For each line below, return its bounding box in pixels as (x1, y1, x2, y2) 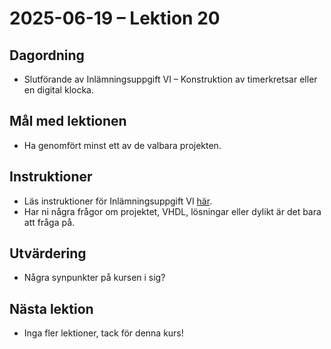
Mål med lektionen (9, 113, 127, 130)
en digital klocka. (23, 84, 94, 96)
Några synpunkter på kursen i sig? (23, 272, 166, 284)
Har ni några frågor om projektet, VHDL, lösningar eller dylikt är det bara (23, 205, 322, 217)
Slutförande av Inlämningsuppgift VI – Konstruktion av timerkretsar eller (23, 73, 318, 85)
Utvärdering (9, 245, 87, 262)
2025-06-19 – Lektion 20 (9, 7, 221, 30)
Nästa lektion (9, 300, 94, 317)
